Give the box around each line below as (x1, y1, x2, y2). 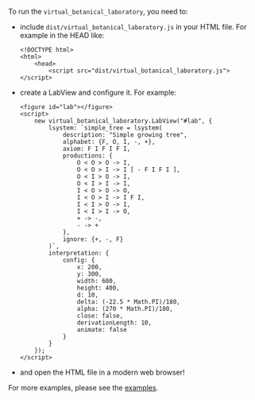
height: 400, (76, 284, 121, 292)
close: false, (76, 312, 124, 320)
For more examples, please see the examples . (8, 383, 159, 392)
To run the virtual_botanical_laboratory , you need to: (8, 7, 188, 16)
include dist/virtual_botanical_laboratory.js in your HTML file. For (19, 22, 247, 31)
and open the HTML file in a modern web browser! (19, 367, 185, 377)
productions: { (62, 152, 113, 160)
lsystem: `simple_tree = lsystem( (48, 124, 163, 132)
